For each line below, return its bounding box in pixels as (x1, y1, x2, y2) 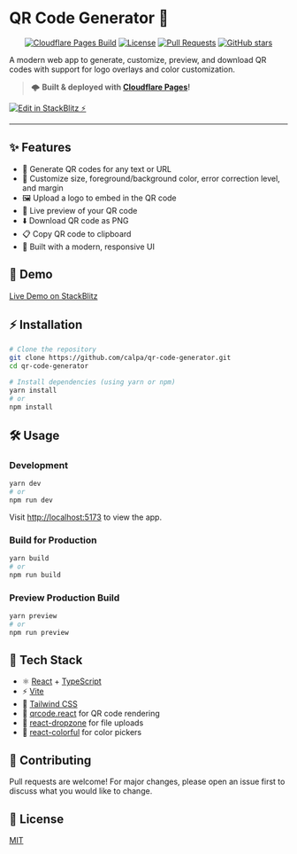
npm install (9, 403, 53, 411)
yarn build (9, 554, 49, 563)
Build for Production (9, 534, 97, 546)
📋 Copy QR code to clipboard (21, 228, 132, 239)
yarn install (9, 386, 57, 395)
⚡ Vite (21, 686, 44, 697)
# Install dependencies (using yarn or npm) (9, 378, 176, 387)
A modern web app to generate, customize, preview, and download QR (9, 54, 267, 65)
